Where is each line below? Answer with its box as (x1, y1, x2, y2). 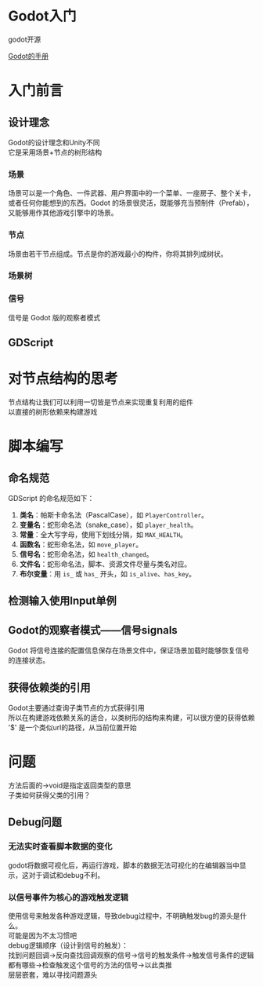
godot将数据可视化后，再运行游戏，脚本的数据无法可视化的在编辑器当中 (8, 861, 240, 870)
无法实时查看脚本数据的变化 (8, 841, 113, 852)
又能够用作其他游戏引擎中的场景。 (8, 208, 118, 218)
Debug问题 (8, 816, 63, 829)
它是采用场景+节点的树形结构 (8, 147, 103, 157)
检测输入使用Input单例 (8, 594, 117, 608)
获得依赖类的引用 (8, 681, 91, 694)
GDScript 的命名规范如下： (8, 494, 95, 503)
